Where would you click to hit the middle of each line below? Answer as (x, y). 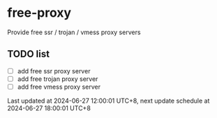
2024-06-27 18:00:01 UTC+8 (49, 108)
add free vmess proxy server (59, 87)
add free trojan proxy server (58, 79)
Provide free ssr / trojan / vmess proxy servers (74, 32)
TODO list (29, 54)
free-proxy (39, 13)
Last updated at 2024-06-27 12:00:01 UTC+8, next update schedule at (108, 101)
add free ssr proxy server (54, 71)
